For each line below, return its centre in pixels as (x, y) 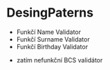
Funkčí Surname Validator (53, 39)
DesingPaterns (50, 13)
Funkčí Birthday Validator (52, 46)
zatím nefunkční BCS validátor (59, 60)
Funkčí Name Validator (48, 32)
